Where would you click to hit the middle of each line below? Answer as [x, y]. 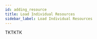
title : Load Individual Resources [40, 14]
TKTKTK [14, 33]
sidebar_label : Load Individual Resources [49, 19]
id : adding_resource [26, 10]
